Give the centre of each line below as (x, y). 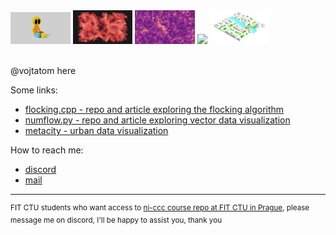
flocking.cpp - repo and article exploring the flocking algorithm (154, 110)
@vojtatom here (43, 71)
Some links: (34, 90)
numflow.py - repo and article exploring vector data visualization (157, 120)
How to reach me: (47, 150)
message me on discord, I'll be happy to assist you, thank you (116, 220)
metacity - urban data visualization (96, 131)
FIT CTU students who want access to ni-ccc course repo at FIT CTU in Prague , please (160, 208)
